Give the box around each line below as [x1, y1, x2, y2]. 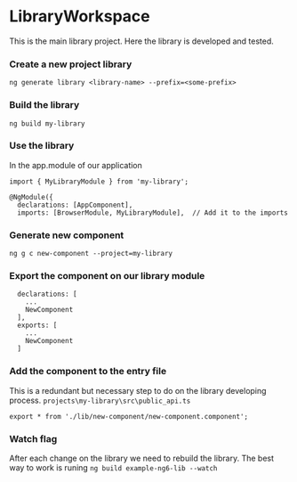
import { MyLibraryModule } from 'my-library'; [9, 176, 189, 186]
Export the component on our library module [9, 270, 205, 282]
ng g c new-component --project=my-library [9, 249, 173, 258]
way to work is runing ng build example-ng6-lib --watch [9, 462, 218, 473]
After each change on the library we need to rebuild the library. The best [9, 453, 274, 464]
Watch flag [9, 432, 58, 445]
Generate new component [9, 229, 124, 241]
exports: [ [17, 321, 58, 331]
